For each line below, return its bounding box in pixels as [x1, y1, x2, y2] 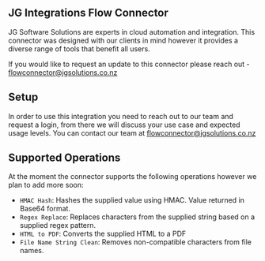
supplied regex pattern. [19, 221, 97, 230]
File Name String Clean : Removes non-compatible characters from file [19, 237, 252, 247]
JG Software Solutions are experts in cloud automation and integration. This [8, 27, 256, 36]
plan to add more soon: [8, 181, 85, 190]
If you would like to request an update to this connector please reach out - [8, 59, 251, 69]
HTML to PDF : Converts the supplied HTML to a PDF [19, 229, 187, 239]
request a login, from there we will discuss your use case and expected [8, 120, 240, 129]
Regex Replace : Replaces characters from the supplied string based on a [19, 212, 256, 222]
